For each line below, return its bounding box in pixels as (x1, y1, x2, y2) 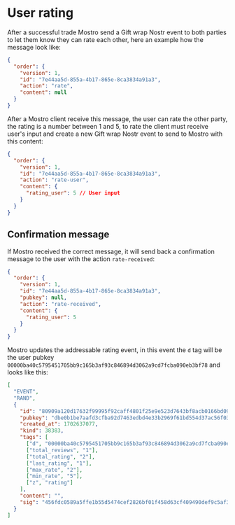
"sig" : (20, 498, 39, 505)
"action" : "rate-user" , (20, 176, 90, 183)
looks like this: (7, 368, 49, 377)
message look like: (7, 43, 61, 51)
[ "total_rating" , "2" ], (25, 453, 96, 460)
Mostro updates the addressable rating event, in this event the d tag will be (7, 346, 222, 354)
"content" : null (20, 89, 68, 96)
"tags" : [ (20, 434, 49, 441)
